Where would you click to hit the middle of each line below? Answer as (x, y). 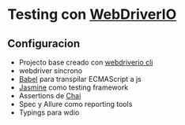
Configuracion (44, 44)
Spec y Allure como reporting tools (76, 104)
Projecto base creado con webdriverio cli (86, 62)
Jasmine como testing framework (74, 87)
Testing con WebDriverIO (92, 15)
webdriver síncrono (51, 71)
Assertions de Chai (50, 96)
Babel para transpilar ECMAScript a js (80, 79)
